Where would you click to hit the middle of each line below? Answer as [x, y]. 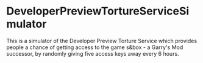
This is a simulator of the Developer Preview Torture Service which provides [101, 41]
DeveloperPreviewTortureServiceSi [98, 11]
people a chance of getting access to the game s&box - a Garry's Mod [95, 47]
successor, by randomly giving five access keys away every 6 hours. [93, 53]
